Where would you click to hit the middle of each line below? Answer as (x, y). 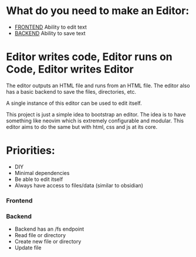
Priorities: (31, 151)
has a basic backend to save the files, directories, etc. (71, 91)
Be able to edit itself (39, 179)
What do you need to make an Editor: (98, 11)
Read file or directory (40, 235)
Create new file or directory (48, 242)
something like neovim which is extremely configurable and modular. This (95, 121)
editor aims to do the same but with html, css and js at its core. (82, 126)
